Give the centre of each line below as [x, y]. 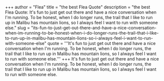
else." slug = [18, 28]
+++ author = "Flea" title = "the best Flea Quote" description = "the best [78, 7]
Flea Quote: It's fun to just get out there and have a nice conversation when [81, 12]
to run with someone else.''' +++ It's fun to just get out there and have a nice [82, 59]
